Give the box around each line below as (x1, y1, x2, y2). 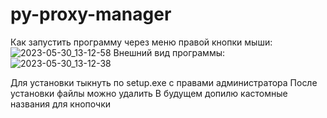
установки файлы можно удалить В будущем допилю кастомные (10, 87, 288, 99)
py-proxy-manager (10, 3, 172, 26)
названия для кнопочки (10, 98, 111, 110)
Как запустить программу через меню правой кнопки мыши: (10, 36, 273, 48)
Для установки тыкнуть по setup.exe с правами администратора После (10, 76, 318, 88)
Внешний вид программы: (113, 46, 226, 58)
